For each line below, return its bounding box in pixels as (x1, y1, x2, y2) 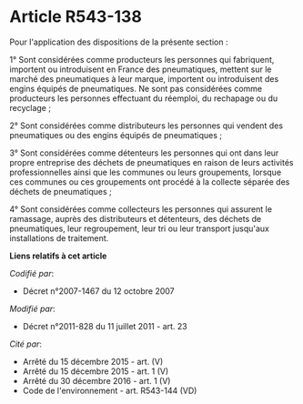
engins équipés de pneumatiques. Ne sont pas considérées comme (9, 83, 262, 94)
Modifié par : (9, 303, 56, 314)
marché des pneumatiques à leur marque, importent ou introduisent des (9, 73, 279, 84)
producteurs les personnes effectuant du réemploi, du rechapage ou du (9, 93, 278, 104)
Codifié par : (9, 268, 55, 278)
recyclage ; (9, 102, 52, 113)
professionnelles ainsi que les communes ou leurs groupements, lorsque (9, 167, 282, 177)
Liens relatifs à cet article (9, 250, 107, 261)
